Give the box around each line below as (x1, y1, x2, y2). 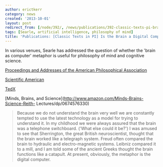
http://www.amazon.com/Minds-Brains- (64, 95, 144, 101)
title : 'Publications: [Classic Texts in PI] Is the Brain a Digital (5, 34, 149, 39)
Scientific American (5, 76, 45, 83)
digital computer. (16, 156, 51, 162)
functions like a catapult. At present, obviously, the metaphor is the (16, 151, 151, 157)
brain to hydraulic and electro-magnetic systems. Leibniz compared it (16, 141, 156, 147)
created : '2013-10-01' (5, 16, 51, 21)
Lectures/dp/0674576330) (36, 100, 90, 106)
